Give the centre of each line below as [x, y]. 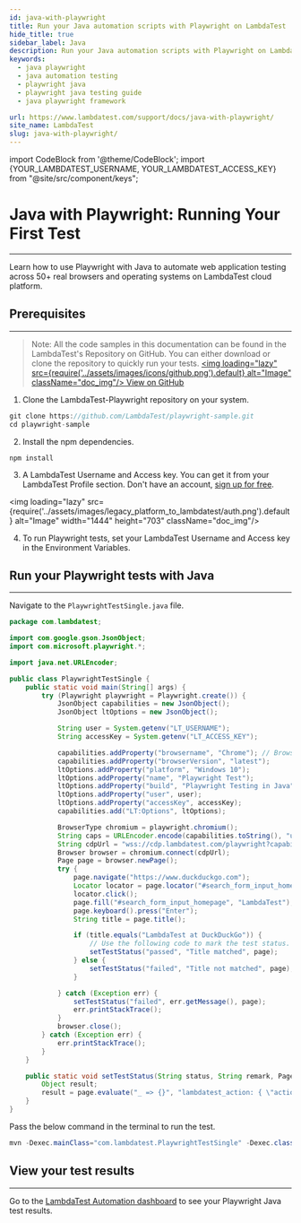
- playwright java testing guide [80, 92]
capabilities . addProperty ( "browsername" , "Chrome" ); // [163, 753]
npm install [31, 458]
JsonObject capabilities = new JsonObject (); [143, 704]
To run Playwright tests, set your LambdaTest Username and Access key [156, 538]
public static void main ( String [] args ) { [106, 687]
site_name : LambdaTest [52, 126]
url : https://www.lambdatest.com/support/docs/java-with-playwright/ [142, 117]
